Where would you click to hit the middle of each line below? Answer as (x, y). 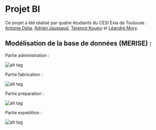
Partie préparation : (25, 93)
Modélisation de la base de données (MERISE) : (78, 44)
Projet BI (23, 9)
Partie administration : (27, 55)
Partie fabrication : (24, 74)
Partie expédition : (24, 112)
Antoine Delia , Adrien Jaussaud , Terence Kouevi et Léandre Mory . (72, 28)
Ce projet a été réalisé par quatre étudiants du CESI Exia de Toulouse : (76, 23)
